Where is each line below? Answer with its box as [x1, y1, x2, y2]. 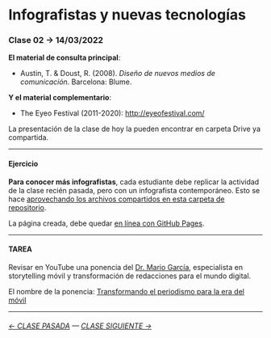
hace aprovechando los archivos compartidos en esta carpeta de [8, 194, 225, 204]
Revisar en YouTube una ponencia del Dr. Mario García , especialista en [8, 262, 244, 272]
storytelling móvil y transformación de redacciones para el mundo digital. [8, 271, 252, 281]
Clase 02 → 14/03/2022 [8, 35, 103, 46]
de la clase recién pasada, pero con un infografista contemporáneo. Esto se [8, 185, 261, 195]
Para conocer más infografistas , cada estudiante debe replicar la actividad [8, 176, 260, 187]
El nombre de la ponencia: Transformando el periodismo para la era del [8, 286, 244, 296]
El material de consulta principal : [8, 53, 121, 62]
